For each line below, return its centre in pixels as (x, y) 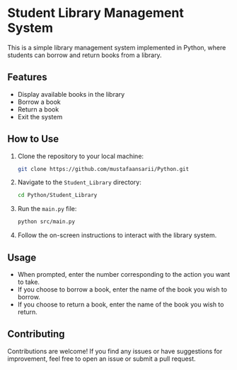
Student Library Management (96, 13)
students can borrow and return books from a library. (85, 55)
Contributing (36, 334)
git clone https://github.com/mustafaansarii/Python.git (103, 169)
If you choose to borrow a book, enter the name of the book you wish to (122, 290)
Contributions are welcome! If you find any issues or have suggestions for (115, 351)
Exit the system (40, 117)
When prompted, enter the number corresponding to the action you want (124, 274)
